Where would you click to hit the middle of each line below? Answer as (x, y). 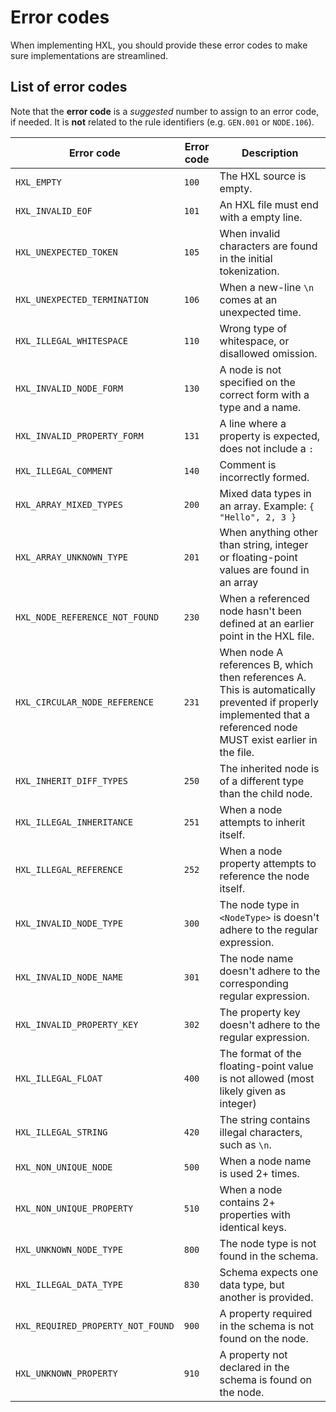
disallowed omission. (268, 353)
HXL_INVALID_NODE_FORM (69, 388)
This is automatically (267, 689)
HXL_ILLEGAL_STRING (61, 1132)
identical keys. (253, 1227)
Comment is (248, 464)
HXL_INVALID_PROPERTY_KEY (77, 1024)
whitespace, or (254, 341)
